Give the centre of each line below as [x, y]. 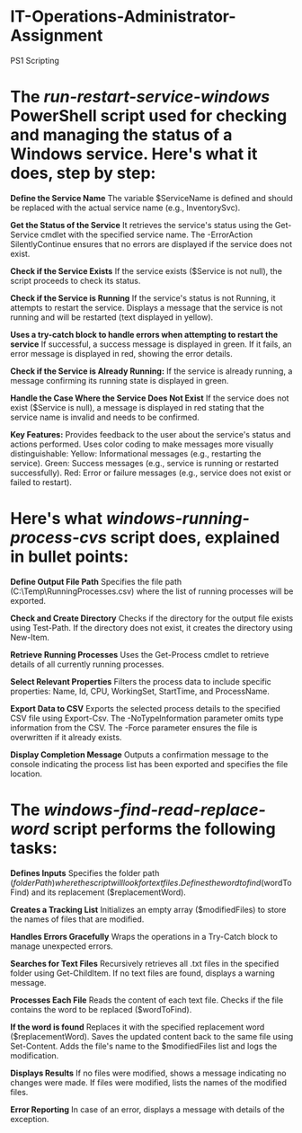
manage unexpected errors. [62, 946]
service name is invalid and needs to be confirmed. [105, 417]
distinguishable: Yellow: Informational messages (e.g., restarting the [136, 453]
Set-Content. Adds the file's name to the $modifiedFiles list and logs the [144, 1046]
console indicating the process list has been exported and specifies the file [149, 764]
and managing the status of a [121, 135]
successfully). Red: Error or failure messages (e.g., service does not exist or [151, 473]
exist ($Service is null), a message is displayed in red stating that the [137, 407]
